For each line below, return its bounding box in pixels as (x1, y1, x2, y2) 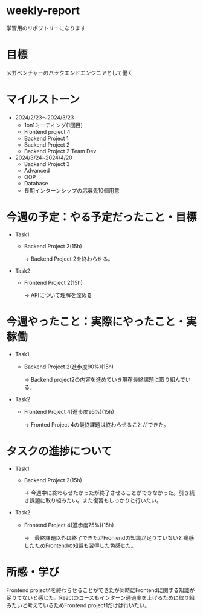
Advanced (24, 167, 50, 174)
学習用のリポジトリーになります (6, 24, 86, 32)
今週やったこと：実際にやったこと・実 (6, 314, 198, 328)
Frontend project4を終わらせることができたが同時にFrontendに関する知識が (6, 586, 195, 594)
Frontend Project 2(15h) (24, 279, 83, 286)
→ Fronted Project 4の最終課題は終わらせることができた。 (24, 421, 169, 428)
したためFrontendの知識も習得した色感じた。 (24, 542, 137, 549)
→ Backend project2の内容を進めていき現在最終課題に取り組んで (24, 376, 186, 383)
